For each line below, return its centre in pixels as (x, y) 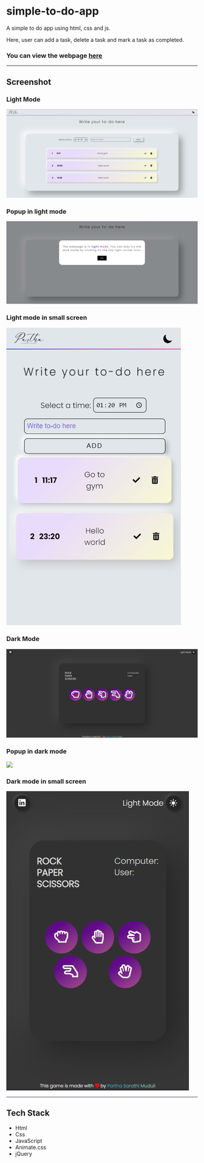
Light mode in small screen (47, 318)
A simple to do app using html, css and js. (58, 28)
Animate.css (31, 1147)
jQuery (23, 1153)
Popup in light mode (36, 211)
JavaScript (29, 1140)
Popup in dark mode (36, 751)
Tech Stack (28, 1113)
